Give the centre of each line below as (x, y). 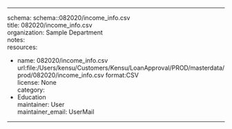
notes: (16, 40)
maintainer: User (41, 105)
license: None (37, 82)
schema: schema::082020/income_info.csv (69, 18)
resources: (22, 47)
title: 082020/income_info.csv (50, 25)
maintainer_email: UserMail (56, 112)
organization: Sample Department (55, 32)
